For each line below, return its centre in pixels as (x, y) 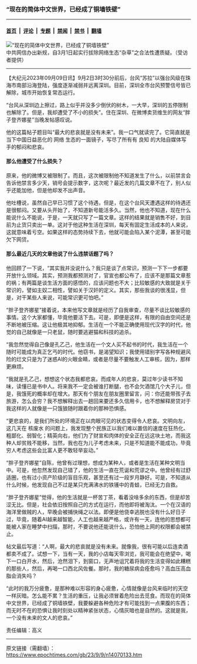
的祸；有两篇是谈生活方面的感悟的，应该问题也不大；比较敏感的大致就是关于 (98, 283)
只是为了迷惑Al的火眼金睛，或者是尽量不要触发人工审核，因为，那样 (108, 359)
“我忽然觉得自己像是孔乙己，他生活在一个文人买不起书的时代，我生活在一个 (97, 344)
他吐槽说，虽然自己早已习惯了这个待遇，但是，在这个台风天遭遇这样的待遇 (96, 202)
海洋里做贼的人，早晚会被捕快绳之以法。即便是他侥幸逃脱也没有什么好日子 (96, 512)
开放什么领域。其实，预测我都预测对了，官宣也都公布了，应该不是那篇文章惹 (98, 275)
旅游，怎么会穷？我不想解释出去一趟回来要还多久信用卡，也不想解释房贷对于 (98, 401)
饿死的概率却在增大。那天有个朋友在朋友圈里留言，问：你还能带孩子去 (106, 393)
